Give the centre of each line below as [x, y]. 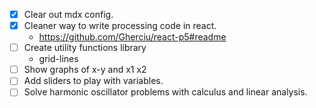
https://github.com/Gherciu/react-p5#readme [132, 37]
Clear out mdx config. [68, 14]
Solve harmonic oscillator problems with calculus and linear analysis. [165, 92]
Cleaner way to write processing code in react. [120, 26]
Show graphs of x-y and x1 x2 [85, 70]
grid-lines [58, 59]
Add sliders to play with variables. [93, 81]
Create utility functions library [85, 48]
